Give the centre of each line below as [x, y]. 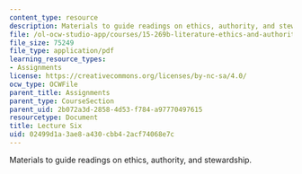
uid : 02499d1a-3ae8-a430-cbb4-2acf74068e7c [92, 135]
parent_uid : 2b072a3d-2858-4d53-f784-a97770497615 [106, 109]
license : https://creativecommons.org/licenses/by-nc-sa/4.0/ [128, 76]
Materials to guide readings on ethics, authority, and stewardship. [131, 160]
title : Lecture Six [46, 126]
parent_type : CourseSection [62, 101]
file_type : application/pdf [62, 51]
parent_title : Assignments [60, 92]
